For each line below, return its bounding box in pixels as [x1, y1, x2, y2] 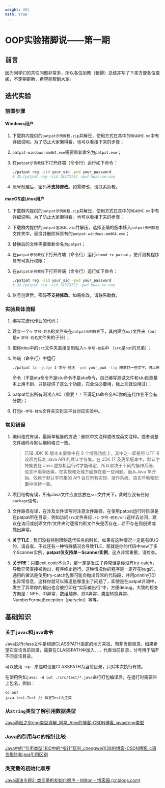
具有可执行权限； [12, 257, 47, 264]
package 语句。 [12, 498, 41, 504]
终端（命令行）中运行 [12, 355, 55, 361]
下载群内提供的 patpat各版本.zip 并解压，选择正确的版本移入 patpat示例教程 [12, 224, 160, 230]
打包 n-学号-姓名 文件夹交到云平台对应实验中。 [12, 408, 103, 414]
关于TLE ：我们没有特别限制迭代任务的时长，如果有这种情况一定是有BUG [12, 537, 159, 543]
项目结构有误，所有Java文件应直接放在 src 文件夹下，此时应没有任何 [12, 491, 149, 498]
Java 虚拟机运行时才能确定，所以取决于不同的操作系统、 [43, 463, 157, 469]
